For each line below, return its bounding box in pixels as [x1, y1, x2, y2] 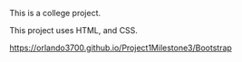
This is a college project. [9, 8, 102, 18]
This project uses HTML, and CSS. [9, 25, 139, 35]
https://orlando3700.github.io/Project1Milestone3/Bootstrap [9, 42, 233, 53]
